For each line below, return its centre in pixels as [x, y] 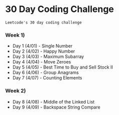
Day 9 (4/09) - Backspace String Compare [56, 107]
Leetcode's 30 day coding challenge [43, 22]
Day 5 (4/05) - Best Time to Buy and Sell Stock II [63, 67]
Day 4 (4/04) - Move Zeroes [42, 62]
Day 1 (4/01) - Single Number [42, 46]
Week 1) [15, 35]
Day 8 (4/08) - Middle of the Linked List [53, 101]
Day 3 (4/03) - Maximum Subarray [48, 56]
